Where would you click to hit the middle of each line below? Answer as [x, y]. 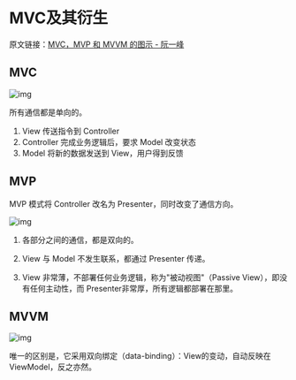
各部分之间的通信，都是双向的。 [80, 239]
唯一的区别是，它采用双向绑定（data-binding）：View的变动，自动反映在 [140, 356]
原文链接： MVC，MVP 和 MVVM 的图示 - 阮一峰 [97, 44]
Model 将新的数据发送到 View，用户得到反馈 [102, 153]
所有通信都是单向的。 [48, 112]
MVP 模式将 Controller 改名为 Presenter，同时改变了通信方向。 [124, 203]
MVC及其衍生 [59, 18]
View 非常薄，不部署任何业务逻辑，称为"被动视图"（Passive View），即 [151, 277]
